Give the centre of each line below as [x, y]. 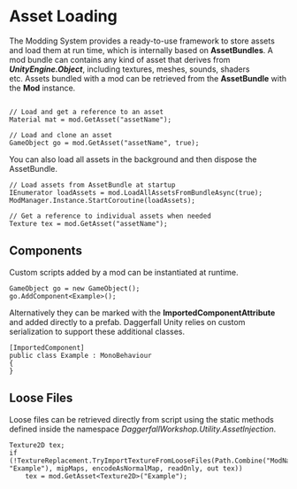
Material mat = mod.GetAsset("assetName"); [91, 120]
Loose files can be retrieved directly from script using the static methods [141, 419]
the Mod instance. [42, 88]
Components [46, 251]
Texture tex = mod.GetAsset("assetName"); [88, 223]
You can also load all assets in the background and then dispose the [133, 159]
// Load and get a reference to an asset [87, 112]
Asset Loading [63, 16]
